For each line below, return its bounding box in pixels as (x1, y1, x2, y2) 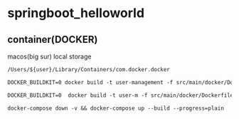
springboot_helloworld (7, 5, 144, 21)
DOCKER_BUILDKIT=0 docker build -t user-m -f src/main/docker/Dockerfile (7, 91, 234, 99)
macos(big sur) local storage (7, 52, 92, 61)
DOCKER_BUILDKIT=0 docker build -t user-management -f (7, 78, 174, 86)
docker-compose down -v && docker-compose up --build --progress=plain (7, 105, 224, 112)
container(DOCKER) (7, 33, 98, 46)
